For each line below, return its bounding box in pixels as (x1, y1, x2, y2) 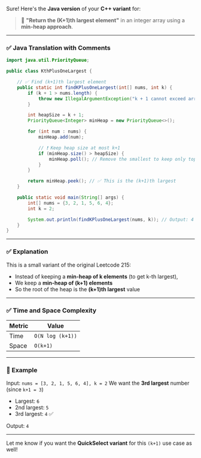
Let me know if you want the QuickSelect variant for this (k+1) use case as (6, 439, 193, 447)
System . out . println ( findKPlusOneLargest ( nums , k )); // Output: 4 (28, 216, 194, 223)
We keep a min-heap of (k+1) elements (14, 279, 113, 286)
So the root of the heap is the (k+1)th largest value (14, 285, 141, 293)
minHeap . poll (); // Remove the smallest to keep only (48, 156, 186, 162)
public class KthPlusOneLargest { (6, 68, 93, 74)
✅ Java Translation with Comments (6, 43, 111, 52)
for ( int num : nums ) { (28, 128, 87, 134)
